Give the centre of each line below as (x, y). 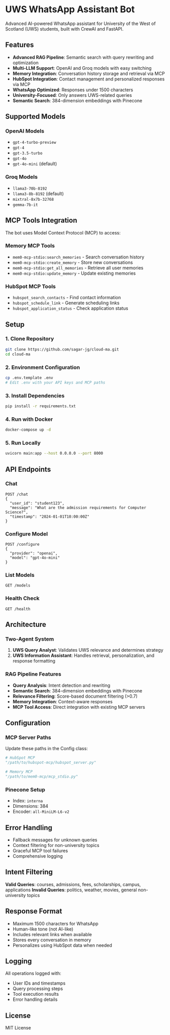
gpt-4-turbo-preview (34, 143)
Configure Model (27, 534)
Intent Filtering (29, 872)
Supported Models (35, 116)
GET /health (18, 609)
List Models (20, 575)
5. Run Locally (23, 443)
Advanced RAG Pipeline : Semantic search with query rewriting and (83, 57)
